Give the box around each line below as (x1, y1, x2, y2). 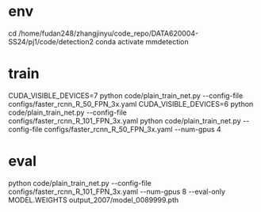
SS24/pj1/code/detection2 (8, 36, 94, 46)
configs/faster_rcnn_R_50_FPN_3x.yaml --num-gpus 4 (44, 124, 222, 134)
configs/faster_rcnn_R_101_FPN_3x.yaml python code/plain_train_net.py (8, 115, 241, 125)
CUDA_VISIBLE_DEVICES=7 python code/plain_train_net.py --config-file (8, 90, 244, 100)
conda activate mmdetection (94, 36, 189, 46)
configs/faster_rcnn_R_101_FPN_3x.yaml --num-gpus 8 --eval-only (8, 187, 226, 196)
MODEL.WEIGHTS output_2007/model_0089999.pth (8, 195, 179, 204)
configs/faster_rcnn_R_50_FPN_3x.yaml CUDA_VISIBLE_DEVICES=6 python (8, 99, 254, 108)
